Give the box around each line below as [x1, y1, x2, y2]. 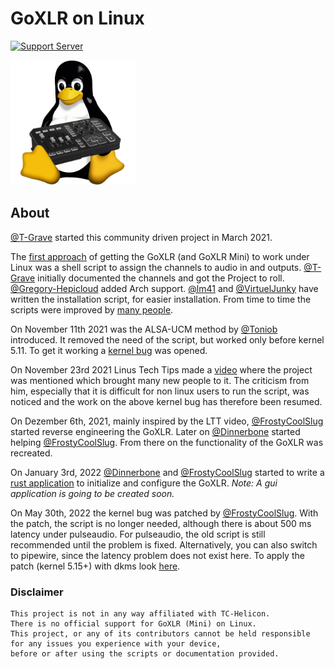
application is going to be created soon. [10, 487, 175, 499]
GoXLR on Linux [10, 7, 145, 30]
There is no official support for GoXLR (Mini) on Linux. [10, 619, 257, 629]
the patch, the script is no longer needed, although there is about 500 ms [10, 517, 312, 529]
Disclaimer [10, 585, 64, 599]
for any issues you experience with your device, [10, 639, 222, 649]
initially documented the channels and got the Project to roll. [37, 272, 285, 284]
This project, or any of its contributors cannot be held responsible [10, 629, 311, 639]
